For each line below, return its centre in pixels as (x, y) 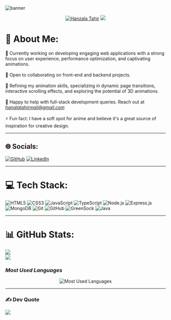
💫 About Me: (32, 39)
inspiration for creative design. (37, 126)
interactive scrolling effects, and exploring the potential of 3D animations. (82, 91)
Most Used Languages (34, 270)
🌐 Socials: (22, 146)
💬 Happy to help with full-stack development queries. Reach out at (75, 102)
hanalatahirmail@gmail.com (35, 107)
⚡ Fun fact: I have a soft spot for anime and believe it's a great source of (81, 118)
